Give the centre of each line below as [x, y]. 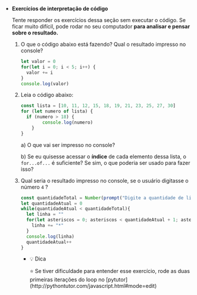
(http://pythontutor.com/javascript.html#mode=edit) [93, 286]
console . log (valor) [45, 84]
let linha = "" [45, 214]
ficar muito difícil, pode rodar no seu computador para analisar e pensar [101, 26]
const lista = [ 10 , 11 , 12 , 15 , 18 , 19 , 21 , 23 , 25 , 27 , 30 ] [98, 106]
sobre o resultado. [35, 33]
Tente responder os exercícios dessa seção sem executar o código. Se [99, 20]
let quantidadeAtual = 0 [51, 203]
